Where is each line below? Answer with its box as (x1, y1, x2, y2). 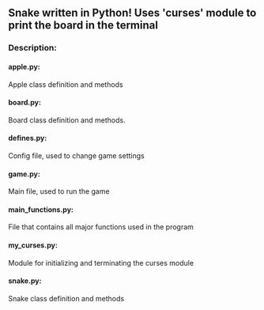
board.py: (8, 98, 42, 108)
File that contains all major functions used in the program (8, 222, 194, 232)
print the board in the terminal (8, 19, 158, 32)
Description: (8, 43, 57, 54)
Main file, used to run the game (8, 187, 110, 196)
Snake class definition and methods (8, 293, 125, 303)
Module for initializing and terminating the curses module (8, 258, 194, 267)
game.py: (8, 169, 41, 179)
